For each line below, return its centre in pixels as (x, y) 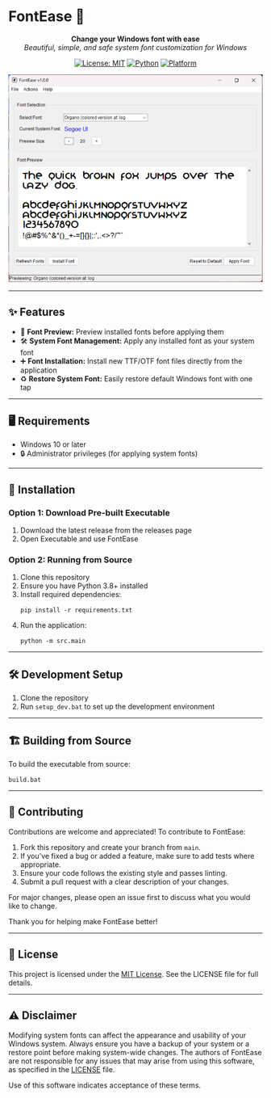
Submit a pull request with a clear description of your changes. (125, 881)
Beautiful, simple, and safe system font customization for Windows (135, 47)
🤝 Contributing (46, 812)
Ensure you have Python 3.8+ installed (84, 586)
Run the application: (53, 625)
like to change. (33, 906)
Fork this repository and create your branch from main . (110, 847)
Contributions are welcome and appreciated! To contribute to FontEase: (127, 831)
